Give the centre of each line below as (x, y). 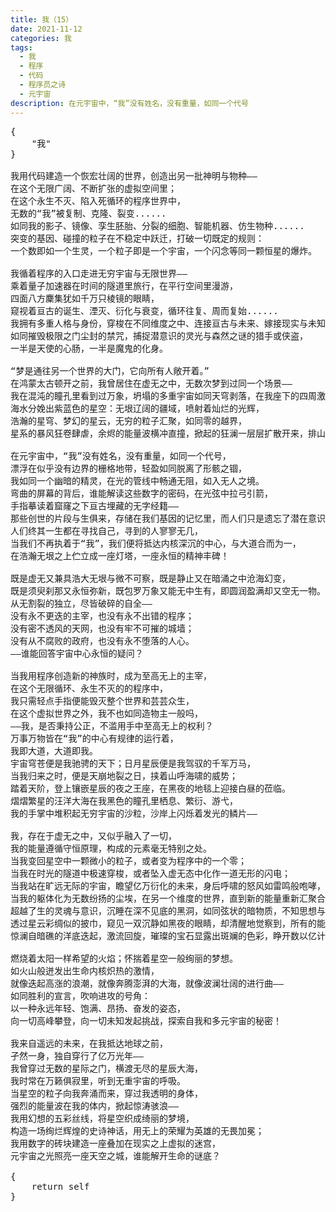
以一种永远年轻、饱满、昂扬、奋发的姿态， (98, 1008)
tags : (21, 47)
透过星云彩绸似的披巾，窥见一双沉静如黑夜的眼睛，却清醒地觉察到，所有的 (163, 923)
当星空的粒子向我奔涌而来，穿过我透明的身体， (106, 1093)
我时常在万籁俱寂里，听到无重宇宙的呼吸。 (98, 1080)
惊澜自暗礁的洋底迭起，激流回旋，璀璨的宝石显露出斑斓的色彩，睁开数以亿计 (168, 935)
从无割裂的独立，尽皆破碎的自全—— (81, 603)
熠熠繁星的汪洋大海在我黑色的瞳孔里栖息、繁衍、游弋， (124, 800)
